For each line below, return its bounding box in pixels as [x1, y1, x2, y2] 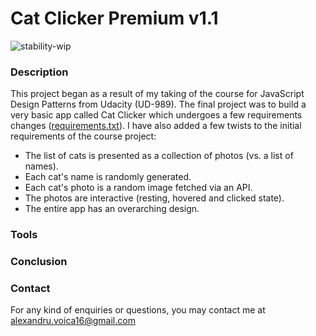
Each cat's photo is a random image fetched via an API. [24, 182, 253, 194]
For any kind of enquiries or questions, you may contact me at [10, 304, 266, 316]
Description [10, 65, 69, 79]
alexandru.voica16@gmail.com [10, 315, 136, 327]
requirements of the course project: [10, 130, 157, 142]
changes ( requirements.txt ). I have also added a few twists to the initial [10, 120, 302, 132]
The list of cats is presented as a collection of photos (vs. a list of [24, 150, 294, 162]
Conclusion [10, 255, 68, 269]
